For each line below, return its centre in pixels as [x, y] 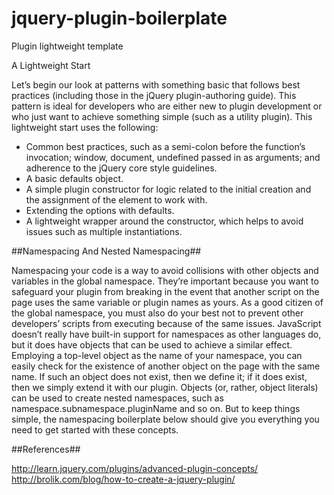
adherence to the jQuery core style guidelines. [121, 168]
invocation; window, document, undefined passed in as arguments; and [173, 157]
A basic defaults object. [74, 178]
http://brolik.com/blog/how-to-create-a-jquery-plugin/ [123, 479]
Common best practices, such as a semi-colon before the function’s [165, 146]
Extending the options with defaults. [100, 210]
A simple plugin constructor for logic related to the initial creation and [168, 189]
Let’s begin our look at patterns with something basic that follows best [156, 84]
